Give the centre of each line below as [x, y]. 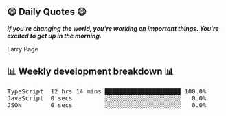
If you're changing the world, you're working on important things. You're [113, 28]
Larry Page [23, 49]
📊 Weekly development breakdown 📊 [90, 72]
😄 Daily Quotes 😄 [47, 12]
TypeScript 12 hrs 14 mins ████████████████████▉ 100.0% [107, 91]
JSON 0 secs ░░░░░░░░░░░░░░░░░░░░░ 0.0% [107, 105]
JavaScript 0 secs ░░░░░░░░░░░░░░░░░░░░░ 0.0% [107, 98]
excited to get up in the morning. [54, 36]
